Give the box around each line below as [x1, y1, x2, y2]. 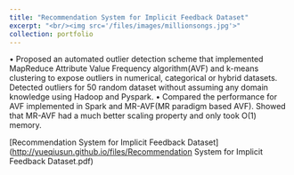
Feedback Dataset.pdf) [9, 156, 94, 167]
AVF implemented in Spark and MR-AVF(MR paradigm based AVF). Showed [9, 101, 287, 112]
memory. [9, 120, 42, 131]
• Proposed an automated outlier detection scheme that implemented [9, 54, 264, 65]
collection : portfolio [9, 29, 94, 38]
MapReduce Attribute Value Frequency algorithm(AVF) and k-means [9, 63, 259, 74]
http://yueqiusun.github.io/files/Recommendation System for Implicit [12, 147, 263, 157]
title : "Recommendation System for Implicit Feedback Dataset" [9, 12, 249, 22]
